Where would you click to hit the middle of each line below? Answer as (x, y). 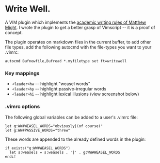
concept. (14, 32)
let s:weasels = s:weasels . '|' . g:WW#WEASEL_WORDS (65, 152)
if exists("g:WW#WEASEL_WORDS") (38, 148)
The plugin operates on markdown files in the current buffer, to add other (78, 42)
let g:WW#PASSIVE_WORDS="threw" (38, 130)
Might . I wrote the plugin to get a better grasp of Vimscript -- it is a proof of (80, 27)
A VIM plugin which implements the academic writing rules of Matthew (76, 22)
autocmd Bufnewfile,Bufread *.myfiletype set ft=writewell (66, 61)
